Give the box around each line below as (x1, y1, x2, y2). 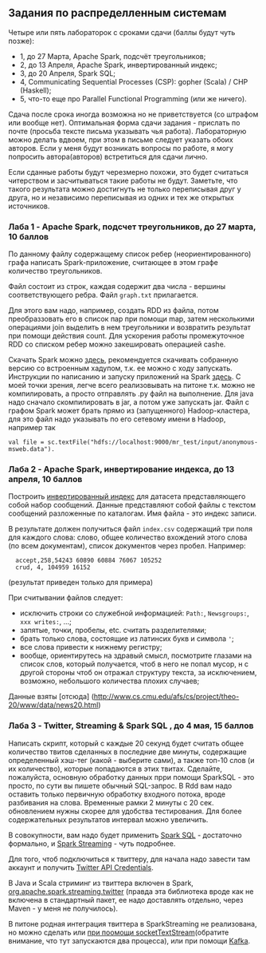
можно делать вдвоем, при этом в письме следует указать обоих (8, 135, 233, 144)
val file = (8, 438, 45, 446)
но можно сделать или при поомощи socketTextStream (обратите (8, 927, 229, 937)
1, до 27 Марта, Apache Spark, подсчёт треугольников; (19, 51, 206, 61)
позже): (8, 36, 34, 45)
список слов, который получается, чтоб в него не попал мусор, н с (19, 659, 249, 669)
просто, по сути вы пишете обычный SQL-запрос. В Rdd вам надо (8, 781, 233, 790)
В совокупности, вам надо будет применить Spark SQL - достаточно (8, 830, 243, 840)
